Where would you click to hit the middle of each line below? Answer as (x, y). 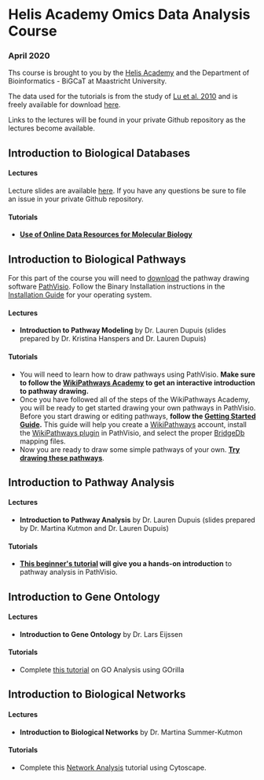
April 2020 (29, 56)
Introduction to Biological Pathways (97, 259)
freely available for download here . (64, 105)
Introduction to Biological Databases (99, 153)
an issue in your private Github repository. (76, 199)
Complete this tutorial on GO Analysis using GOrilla (102, 670)
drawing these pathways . (62, 458)
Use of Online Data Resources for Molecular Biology (106, 234)
